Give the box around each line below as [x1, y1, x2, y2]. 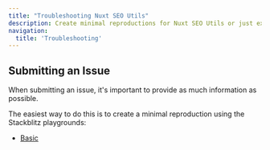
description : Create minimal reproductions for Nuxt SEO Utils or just [8, 19, 253, 27]
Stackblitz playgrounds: [8, 118, 87, 128]
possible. [8, 94, 39, 103]
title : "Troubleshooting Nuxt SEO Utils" [8, 11, 149, 20]
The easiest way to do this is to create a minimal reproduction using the [8, 109, 245, 119]
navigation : [8, 26, 48, 34]
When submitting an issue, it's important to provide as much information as [8, 85, 257, 95]
